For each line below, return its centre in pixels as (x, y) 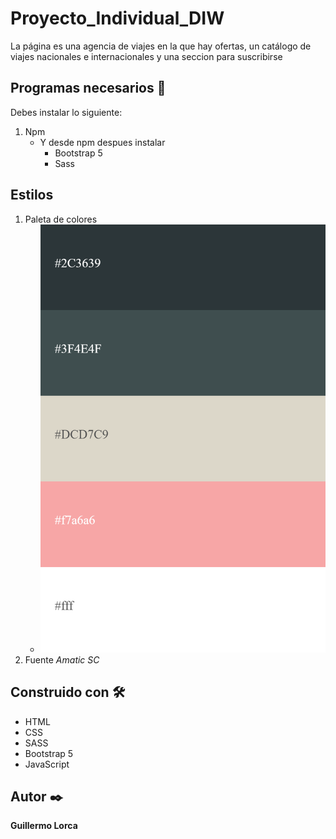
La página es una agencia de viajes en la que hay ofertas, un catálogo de (161, 46)
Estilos (32, 195)
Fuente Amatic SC (62, 659)
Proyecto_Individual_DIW (117, 18)
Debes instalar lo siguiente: (66, 112)
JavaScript (47, 764)
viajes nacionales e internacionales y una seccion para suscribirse (146, 56)
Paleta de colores (61, 219)
